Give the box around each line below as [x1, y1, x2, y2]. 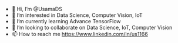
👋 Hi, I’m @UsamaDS [11, 6, 63, 12]
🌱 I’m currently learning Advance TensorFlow [11, 18, 122, 24]
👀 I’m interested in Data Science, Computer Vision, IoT [11, 12, 143, 19]
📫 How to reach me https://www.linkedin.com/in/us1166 [11, 31, 148, 37]
